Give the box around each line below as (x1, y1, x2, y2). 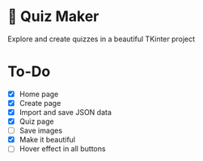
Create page (19, 98, 61, 108)
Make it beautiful (19, 135, 76, 145)
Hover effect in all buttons (19, 144, 106, 154)
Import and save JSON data (19, 108, 112, 117)
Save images (19, 125, 62, 136)
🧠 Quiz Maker (7, 7, 99, 26)
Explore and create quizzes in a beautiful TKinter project (7, 34, 196, 44)
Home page (19, 89, 59, 99)
